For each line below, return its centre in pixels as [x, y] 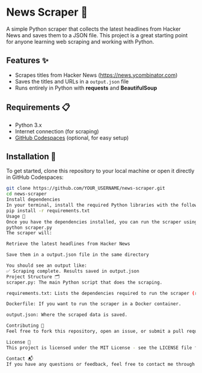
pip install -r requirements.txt [48, 211]
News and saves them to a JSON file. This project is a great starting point [97, 35]
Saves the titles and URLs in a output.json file [72, 81]
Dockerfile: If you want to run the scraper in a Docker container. [94, 304]
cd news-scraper [26, 194]
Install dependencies [33, 200]
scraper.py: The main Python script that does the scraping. [84, 282]
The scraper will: [29, 233]
